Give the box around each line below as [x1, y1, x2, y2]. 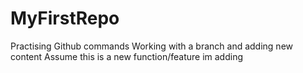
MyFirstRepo [10, 7, 120, 30]
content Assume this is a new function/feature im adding [10, 50, 243, 62]
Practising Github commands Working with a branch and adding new [10, 40, 293, 52]
